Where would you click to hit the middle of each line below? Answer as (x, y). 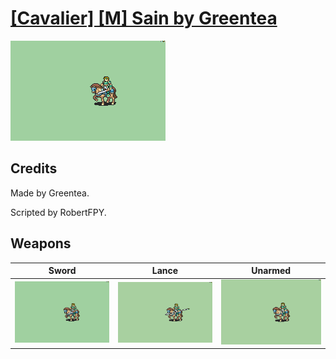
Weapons (41, 243)
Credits (34, 168)
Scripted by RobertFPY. (58, 212)
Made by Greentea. (50, 193)
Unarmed (271, 271)
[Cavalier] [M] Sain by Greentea (144, 18)
